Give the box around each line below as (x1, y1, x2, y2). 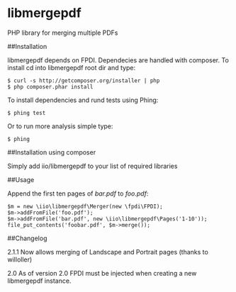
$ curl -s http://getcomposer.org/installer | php (7, 77, 160, 84)
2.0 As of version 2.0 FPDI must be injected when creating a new (7, 269, 197, 277)
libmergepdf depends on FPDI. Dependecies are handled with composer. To (7, 55, 229, 64)
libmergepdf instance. (7, 276, 72, 285)
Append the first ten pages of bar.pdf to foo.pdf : (7, 189, 149, 198)
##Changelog (7, 234, 47, 242)
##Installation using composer (7, 147, 96, 157)
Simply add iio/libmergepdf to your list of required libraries (7, 162, 178, 170)
